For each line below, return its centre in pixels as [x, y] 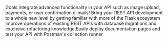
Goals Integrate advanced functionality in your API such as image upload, [83, 7]
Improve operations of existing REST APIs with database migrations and [81, 23]
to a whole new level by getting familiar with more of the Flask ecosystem [83, 18]
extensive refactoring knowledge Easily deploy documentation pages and [83, 29]
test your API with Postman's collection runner [54, 34]
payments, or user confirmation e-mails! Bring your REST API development [84, 13]
